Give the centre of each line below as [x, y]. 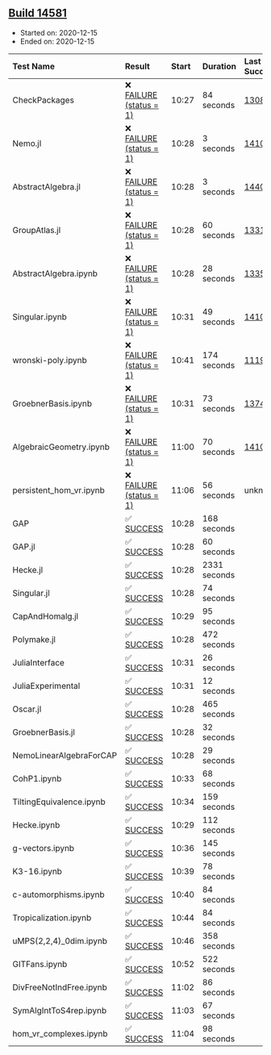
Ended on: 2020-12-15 [57, 41]
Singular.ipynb [40, 316]
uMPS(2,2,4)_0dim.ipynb [60, 940]
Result [138, 66]
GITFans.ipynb [40, 964]
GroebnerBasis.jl [44, 732]
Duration [219, 66]
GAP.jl [24, 546]
